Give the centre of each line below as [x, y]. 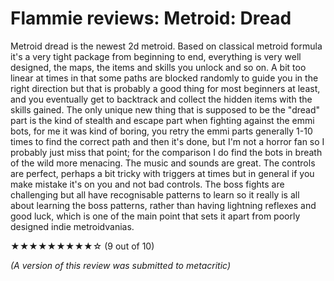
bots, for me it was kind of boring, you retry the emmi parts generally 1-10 [161, 131]
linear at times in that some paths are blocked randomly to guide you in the [164, 78]
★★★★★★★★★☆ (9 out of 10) [82, 246]
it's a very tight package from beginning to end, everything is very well [156, 56]
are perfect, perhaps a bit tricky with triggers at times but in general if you [162, 173]
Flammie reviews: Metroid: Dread [151, 18]
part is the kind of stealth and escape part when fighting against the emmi [162, 120]
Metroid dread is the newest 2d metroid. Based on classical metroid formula [166, 46]
